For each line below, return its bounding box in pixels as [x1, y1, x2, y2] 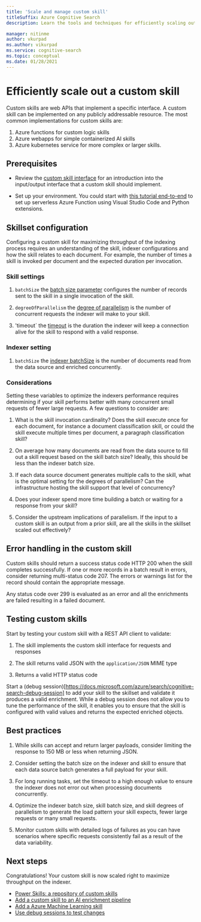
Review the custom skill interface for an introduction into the [14, 174, 163, 182]
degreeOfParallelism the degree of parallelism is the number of [14, 304, 171, 312]
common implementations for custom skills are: [6, 117, 123, 124]
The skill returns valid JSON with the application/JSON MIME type [14, 660, 178, 667]
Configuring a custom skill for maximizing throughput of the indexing [6, 238, 175, 246]
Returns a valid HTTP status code [14, 671, 98, 678]
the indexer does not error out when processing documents [14, 784, 162, 791]
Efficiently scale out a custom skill [6, 84, 180, 98]
